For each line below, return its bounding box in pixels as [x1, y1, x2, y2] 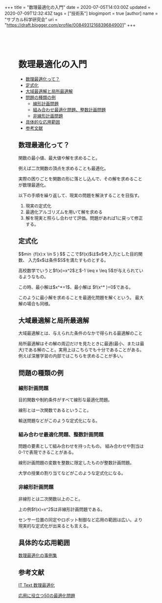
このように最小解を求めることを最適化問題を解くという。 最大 [18, 294, 144, 301]
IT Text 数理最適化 [18, 582, 55, 588]
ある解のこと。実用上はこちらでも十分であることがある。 [28, 347, 144, 353]
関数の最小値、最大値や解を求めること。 [18, 155, 100, 161]
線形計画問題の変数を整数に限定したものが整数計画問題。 [18, 460, 134, 466]
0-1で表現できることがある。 [18, 449, 76, 455]
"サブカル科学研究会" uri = [4, 17, 58, 22]
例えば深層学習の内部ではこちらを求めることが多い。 [18, 353, 126, 359]
